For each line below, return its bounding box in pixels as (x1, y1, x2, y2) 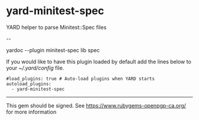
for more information (6, 108, 57, 115)
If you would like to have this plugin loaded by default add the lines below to (6, 58, 191, 65)
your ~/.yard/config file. (6, 64, 65, 72)
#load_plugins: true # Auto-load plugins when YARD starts (6, 76, 155, 82)
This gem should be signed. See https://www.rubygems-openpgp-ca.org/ (6, 102, 187, 109)
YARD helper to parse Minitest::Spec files (6, 24, 107, 31)
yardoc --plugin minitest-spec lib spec (6, 46, 100, 54)
